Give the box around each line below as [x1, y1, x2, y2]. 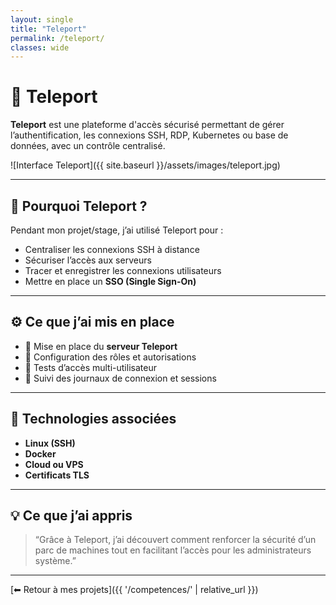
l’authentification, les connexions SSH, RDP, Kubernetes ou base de [10, 129, 289, 141]
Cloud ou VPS [24, 458, 84, 470]
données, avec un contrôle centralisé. [10, 140, 166, 152]
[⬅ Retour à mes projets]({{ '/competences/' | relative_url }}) [10, 584, 259, 596]
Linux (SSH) [24, 437, 76, 449]
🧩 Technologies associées [10, 411, 177, 428]
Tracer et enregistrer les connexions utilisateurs [24, 265, 222, 276]
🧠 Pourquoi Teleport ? [10, 197, 148, 215]
